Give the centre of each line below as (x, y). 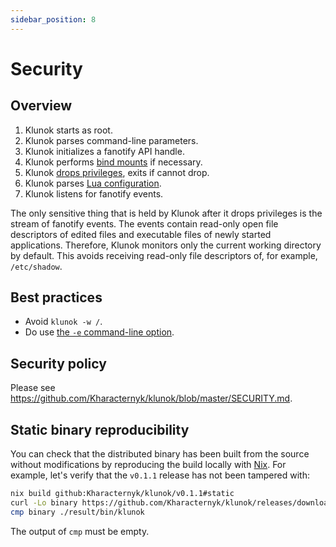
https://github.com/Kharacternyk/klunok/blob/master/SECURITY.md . (151, 398)
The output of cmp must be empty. (80, 531)
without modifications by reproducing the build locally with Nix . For (148, 465)
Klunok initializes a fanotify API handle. (104, 151)
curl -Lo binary (44, 502)
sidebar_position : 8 (53, 19)
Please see (33, 388)
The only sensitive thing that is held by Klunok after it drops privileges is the (166, 213)
